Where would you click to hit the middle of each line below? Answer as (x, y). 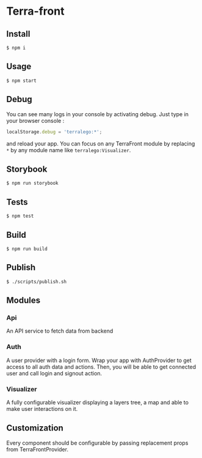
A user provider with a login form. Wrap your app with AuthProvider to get (99, 360)
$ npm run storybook (33, 183)
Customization (35, 428)
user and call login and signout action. (54, 373)
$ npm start (21, 81)
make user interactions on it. (42, 409)
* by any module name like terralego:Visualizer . (69, 150)
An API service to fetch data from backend (60, 331)
